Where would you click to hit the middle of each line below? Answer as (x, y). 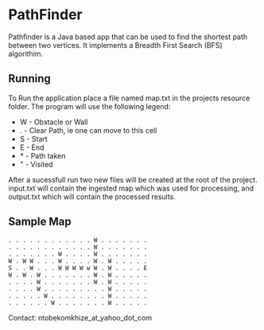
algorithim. (26, 53)
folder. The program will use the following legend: (89, 106)
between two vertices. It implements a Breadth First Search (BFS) (115, 45)
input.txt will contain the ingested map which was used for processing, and (131, 188)
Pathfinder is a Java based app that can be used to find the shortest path (128, 37)
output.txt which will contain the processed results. (92, 196)
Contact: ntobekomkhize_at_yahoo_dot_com (80, 317)
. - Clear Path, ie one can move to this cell (88, 130)
